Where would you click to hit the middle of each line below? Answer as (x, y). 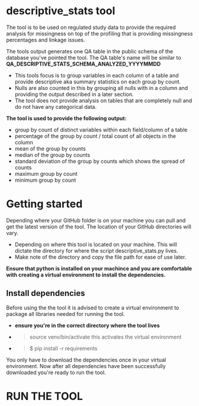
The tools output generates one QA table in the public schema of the (90, 51)
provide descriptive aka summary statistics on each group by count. (98, 82)
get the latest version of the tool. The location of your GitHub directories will (99, 227)
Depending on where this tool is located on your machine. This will (96, 244)
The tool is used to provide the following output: (66, 118)
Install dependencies (46, 293)
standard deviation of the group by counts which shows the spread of (100, 161)
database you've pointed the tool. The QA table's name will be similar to (94, 57)
